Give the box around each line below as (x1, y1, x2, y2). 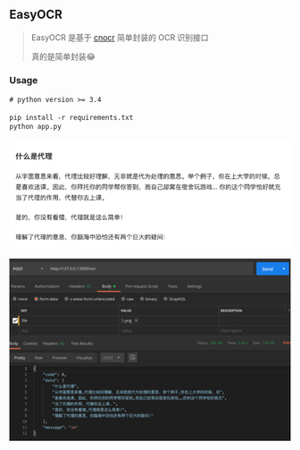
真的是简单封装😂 (30, 51, 96, 62)
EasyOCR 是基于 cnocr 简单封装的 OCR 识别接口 (30, 31, 209, 43)
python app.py (9, 123, 62, 132)
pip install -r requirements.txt (9, 114, 134, 123)
